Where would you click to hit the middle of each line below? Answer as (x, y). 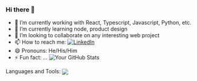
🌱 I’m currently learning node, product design (71, 29)
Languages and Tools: (33, 71)
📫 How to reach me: (40, 42)
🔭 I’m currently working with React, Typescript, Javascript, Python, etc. (103, 23)
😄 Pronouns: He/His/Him (46, 51)
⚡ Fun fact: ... (31, 58)
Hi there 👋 (21, 10)
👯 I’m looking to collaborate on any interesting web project (87, 35)
